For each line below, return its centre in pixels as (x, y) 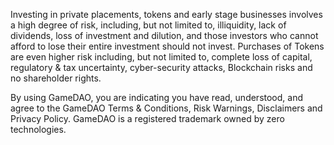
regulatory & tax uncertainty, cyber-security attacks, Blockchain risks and (161, 67)
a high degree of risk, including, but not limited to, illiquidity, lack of (148, 25)
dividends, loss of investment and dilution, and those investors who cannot (164, 35)
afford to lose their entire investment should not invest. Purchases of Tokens (167, 46)
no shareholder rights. (56, 78)
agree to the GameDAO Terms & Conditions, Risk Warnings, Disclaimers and (166, 108)
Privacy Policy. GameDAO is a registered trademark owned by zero (147, 118)
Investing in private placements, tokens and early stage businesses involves (166, 14)
